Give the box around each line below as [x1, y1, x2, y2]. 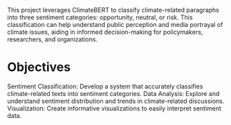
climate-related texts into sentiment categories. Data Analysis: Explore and [7, 89, 220, 97]
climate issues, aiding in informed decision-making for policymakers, [7, 28, 203, 36]
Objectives [7, 59, 71, 75]
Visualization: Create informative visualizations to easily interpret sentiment [7, 104, 221, 113]
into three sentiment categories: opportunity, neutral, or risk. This [7, 13, 193, 21]
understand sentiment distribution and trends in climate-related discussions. [7, 97, 225, 105]
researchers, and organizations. [7, 35, 98, 44]
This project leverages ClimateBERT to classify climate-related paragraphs [7, 6, 220, 14]
